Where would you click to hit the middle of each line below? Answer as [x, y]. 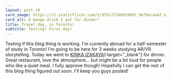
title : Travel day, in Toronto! [40, 24]
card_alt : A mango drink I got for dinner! [53, 19]
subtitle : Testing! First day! [39, 29]
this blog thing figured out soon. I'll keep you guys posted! [67, 71]
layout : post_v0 [23, 10]
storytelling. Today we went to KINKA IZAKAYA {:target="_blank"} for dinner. [85, 55]
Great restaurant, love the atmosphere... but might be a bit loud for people [83, 60]
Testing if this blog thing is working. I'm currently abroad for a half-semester [86, 44]
